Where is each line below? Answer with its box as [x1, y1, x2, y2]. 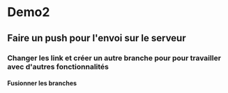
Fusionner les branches [7, 79, 77, 87]
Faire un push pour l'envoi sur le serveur [7, 32, 186, 44]
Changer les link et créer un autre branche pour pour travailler [7, 53, 222, 63]
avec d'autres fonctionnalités [7, 62, 109, 71]
